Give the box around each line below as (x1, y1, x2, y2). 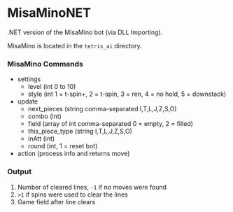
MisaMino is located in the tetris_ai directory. (7, 41, 142, 50)
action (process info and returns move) (17, 149, 130, 158)
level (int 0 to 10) (27, 83, 76, 91)
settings (17, 75, 41, 83)
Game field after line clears (17, 197, 96, 206)
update (17, 97, 38, 106)
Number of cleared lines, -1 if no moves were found (17, 183, 167, 191)
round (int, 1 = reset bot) (27, 142, 98, 150)
